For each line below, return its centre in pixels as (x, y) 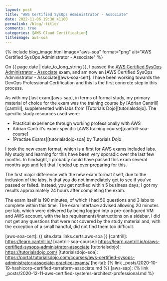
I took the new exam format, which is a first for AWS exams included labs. (81, 149)
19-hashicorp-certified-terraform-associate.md (54, 268)
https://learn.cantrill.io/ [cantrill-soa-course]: (51, 241)
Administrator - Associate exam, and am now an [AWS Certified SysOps (79, 72)
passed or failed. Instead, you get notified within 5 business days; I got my (82, 185)
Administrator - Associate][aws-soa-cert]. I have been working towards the (83, 77)
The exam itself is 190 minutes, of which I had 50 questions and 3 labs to (80, 200)
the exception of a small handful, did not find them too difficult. (70, 226)
